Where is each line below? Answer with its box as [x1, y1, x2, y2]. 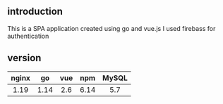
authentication [7, 32, 49, 40]
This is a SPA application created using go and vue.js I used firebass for [7, 24, 216, 32]
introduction [7, 6, 64, 18]
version [7, 52, 42, 64]
